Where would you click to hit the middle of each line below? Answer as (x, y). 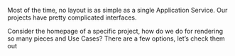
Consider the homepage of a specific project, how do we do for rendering (115, 31)
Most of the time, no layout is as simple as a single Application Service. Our (117, 10)
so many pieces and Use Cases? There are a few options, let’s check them (116, 38)
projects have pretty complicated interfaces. (72, 17)
